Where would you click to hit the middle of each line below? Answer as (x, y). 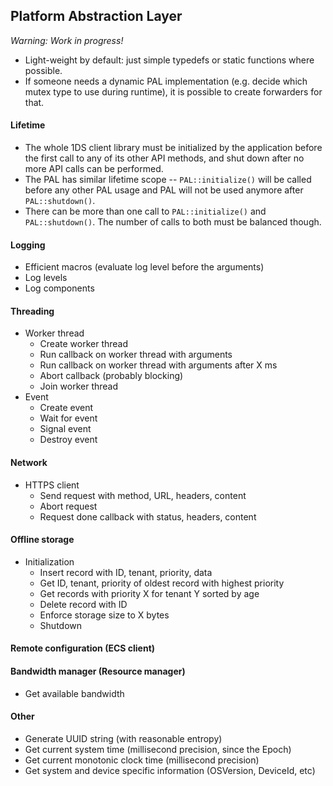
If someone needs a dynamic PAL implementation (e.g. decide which (166, 81)
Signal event (65, 429)
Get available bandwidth (74, 693)
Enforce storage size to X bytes (104, 615)
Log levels (46, 278)
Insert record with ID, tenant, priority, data (126, 572)
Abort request (68, 506)
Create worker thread (84, 344)
